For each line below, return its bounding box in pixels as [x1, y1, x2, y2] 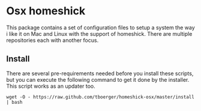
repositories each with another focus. [6, 36, 99, 44]
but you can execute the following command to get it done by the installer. [6, 76, 190, 83]
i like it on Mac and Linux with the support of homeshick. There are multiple [6, 30, 193, 37]
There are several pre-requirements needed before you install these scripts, [6, 70, 194, 77]
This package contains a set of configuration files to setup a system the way [6, 24, 195, 31]
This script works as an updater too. [6, 82, 96, 90]
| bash [6, 99, 23, 105]
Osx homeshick [6, 4, 86, 18]
